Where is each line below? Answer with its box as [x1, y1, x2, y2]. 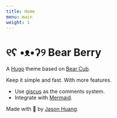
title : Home [6, 8, 35, 15]
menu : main [6, 14, 33, 20]
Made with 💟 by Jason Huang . [6, 106, 79, 113]
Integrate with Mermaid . [14, 94, 73, 101]
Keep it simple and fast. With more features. [6, 77, 112, 84]
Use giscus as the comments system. [14, 88, 105, 95]
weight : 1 [6, 19, 30, 25]
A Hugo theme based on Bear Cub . [6, 65, 91, 72]
